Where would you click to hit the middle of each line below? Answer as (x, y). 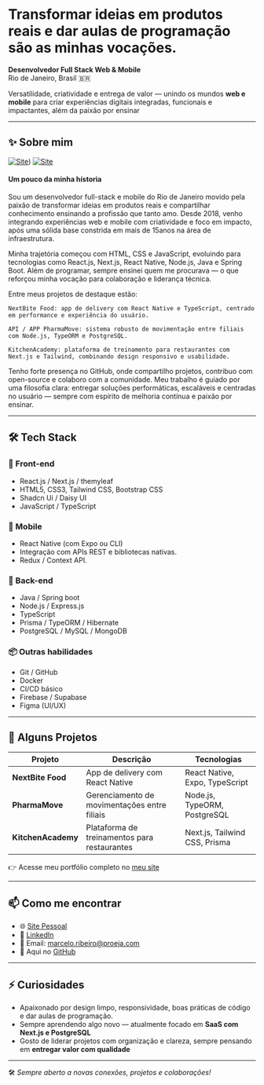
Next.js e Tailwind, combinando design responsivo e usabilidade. (119, 356)
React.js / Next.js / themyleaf (66, 481)
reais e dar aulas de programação (119, 31)
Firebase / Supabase (53, 697)
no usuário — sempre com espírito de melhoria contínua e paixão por (120, 396)
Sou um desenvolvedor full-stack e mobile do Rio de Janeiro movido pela (127, 196)
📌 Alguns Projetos (53, 737)
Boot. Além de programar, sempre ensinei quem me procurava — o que (123, 270)
